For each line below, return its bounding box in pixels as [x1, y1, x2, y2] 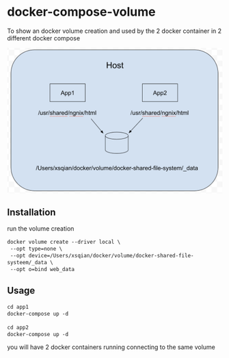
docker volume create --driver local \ [7, 239, 121, 246]
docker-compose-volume [7, 4, 156, 20]
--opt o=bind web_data [10, 266, 75, 273]
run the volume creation [7, 225, 75, 233]
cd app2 [7, 324, 29, 331]
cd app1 [7, 304, 29, 311]
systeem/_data [7, 259, 48, 266]
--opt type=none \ [10, 246, 63, 253]
